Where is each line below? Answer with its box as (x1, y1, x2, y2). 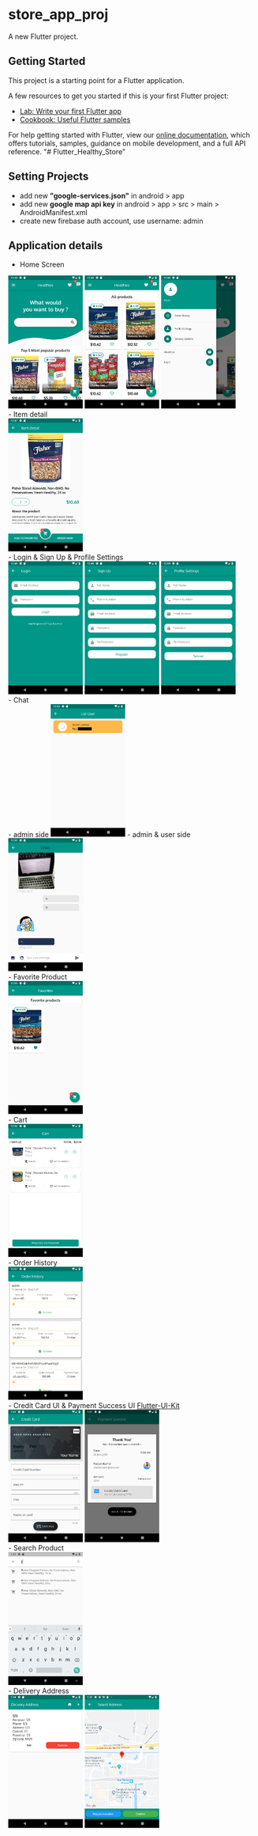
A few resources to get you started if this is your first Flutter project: (8, 91, 229, 100)
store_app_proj (8, 6, 109, 24)
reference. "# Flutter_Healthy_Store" (8, 146, 126, 156)
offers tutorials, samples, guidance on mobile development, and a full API (8, 138, 246, 148)
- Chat (8, 695, 29, 705)
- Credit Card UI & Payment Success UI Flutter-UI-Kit (8, 1400, 180, 1410)
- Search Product (8, 1543, 65, 1553)
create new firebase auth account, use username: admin (19, 216, 204, 225)
